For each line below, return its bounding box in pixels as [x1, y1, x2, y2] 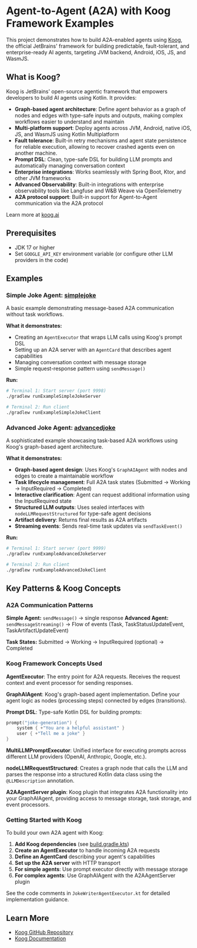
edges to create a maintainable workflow [14, 472, 113, 479]
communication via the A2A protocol [14, 200, 103, 207]
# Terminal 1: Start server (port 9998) [6, 388, 107, 394]
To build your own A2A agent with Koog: [6, 829, 104, 836]
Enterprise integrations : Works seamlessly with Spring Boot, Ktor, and [14, 168, 186, 175]
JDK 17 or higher [14, 244, 55, 251]
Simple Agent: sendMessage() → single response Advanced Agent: [6, 614, 169, 622]
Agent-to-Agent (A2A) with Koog [6, 4, 171, 18]
